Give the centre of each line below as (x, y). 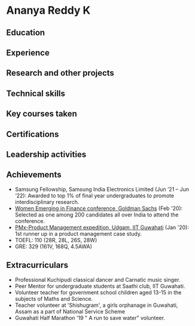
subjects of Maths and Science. (54, 298)
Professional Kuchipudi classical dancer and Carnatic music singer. (97, 279)
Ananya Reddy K (48, 10)
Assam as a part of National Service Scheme (70, 311)
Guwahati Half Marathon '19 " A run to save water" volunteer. (90, 318)
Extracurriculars (37, 265)
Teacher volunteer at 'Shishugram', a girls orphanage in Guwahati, (96, 305)
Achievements (34, 175)
